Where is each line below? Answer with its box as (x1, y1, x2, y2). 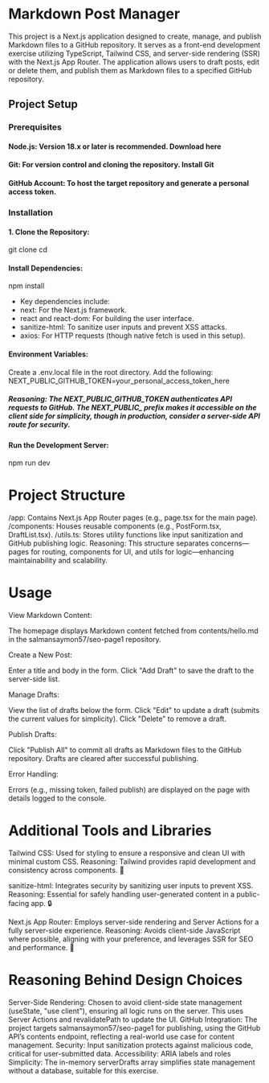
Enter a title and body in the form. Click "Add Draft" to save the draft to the (8, 665, 255, 676)
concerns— (210, 538, 250, 548)
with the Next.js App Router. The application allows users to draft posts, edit (8, 57, 259, 67)
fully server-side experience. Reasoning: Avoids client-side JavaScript (8, 925, 241, 935)
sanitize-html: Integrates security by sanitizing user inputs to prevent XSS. (8, 880, 254, 890)
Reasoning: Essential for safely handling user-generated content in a (8, 889, 235, 899)
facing (8, 898, 30, 908)
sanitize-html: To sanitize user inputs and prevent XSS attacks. (19, 323, 227, 332)
